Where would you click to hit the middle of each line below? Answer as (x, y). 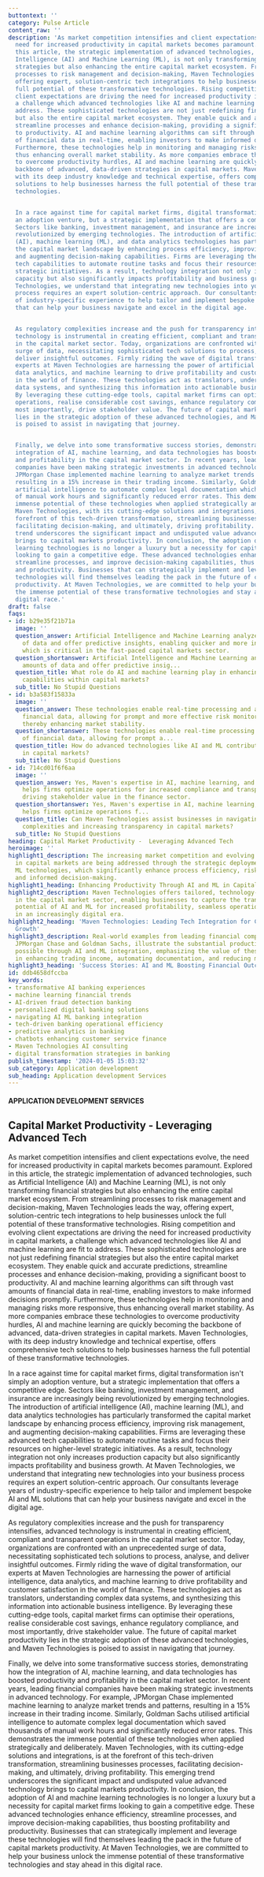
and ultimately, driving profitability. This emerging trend (125, 1772)
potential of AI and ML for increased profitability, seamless (121, 907)
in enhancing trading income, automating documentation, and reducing (133, 959)
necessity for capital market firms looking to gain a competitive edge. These (132, 1805)
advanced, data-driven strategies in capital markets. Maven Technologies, (128, 1332)
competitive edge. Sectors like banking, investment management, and (121, 1390)
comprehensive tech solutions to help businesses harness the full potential (129, 1350)
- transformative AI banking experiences (77, 988)
